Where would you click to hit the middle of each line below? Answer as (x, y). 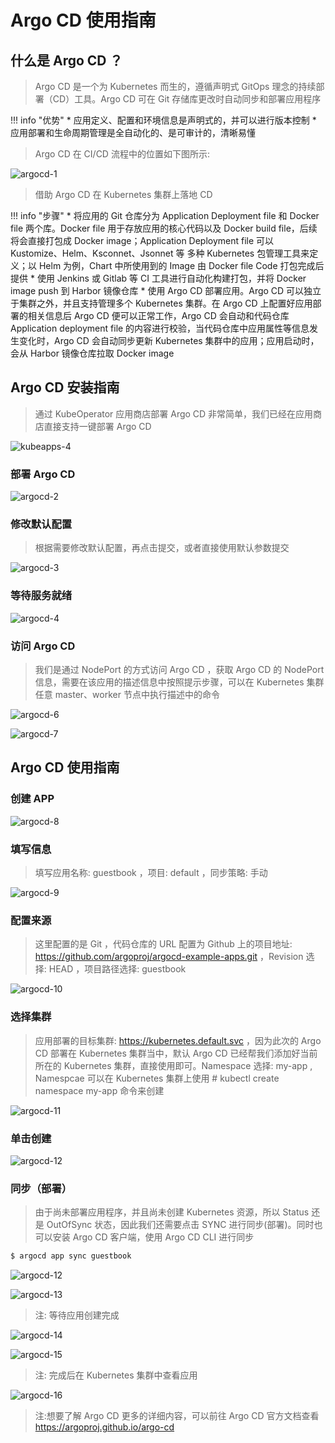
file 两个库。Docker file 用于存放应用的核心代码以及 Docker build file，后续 (164, 228)
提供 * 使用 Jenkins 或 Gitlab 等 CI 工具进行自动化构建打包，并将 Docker (158, 278)
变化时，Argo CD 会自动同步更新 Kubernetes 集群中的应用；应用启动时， (169, 340)
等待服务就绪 (41, 596)
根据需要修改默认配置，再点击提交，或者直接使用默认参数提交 (162, 548)
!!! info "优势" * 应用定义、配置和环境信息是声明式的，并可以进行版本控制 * (163, 120)
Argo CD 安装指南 (65, 387)
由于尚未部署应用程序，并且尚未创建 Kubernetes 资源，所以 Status (172, 1212)
